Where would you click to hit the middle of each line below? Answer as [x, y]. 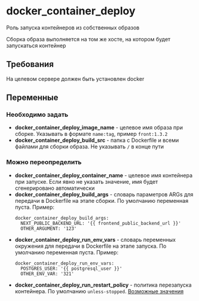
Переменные [32, 98]
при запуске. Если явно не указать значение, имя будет [86, 181]
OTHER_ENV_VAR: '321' [48, 273]
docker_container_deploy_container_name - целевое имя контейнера [104, 175]
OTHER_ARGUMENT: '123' [49, 229]
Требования [30, 64]
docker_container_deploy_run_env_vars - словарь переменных [95, 239]
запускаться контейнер [36, 45]
